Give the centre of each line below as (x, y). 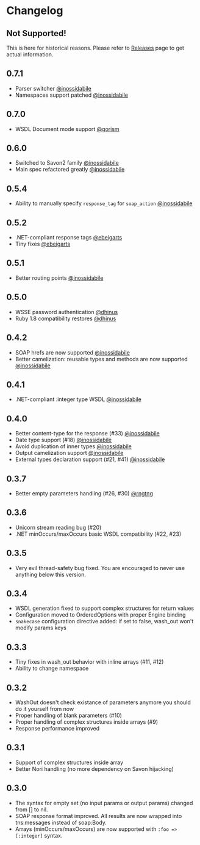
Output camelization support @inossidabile (69, 453)
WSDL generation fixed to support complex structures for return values (104, 608)
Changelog (35, 11)
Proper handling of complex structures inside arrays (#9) (87, 722)
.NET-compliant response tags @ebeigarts (69, 238)
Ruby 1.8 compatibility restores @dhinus (66, 318)
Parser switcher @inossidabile (53, 88)
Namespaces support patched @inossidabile (71, 95)
